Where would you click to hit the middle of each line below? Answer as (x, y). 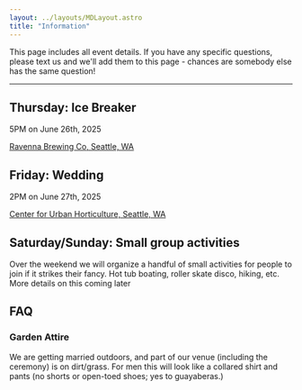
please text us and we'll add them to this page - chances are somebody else (151, 61)
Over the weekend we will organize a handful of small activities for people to (151, 264)
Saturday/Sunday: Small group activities (124, 243)
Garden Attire (40, 337)
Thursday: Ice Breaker (73, 108)
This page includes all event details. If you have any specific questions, (141, 51)
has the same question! (53, 71)
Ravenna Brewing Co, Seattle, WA (72, 147)
